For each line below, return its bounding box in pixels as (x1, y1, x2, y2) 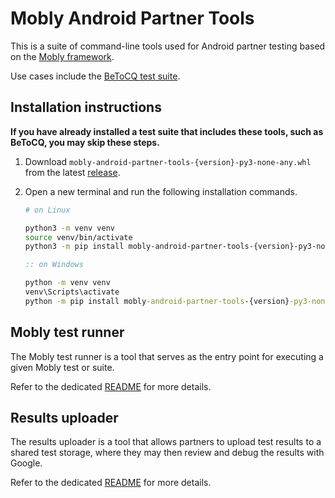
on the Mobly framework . (10, 50, 115, 62)
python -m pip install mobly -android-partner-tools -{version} (24, 296, 290, 306)
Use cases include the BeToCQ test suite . (10, 70, 181, 82)
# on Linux (24, 205, 71, 215)
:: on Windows (24, 260, 84, 270)
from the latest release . (24, 166, 121, 178)
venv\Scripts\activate (24, 287, 120, 297)
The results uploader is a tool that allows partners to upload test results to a (10, 436, 322, 448)
